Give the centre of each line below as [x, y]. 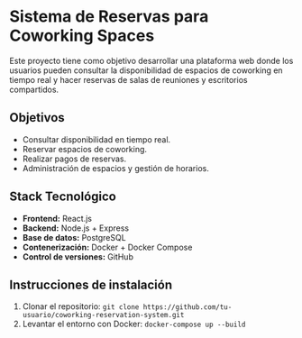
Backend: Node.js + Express [75, 228]
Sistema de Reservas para [109, 17]
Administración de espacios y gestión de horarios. [115, 168]
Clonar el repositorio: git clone [81, 306]
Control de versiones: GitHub [78, 256]
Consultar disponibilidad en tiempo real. [96, 139]
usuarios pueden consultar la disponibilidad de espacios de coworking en [146, 70]
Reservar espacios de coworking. [84, 149]
